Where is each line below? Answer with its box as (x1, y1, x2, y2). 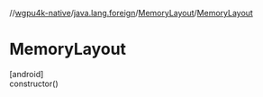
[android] (9, 68, 44, 79)
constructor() (9, 78, 59, 89)
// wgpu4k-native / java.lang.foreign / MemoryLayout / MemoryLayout (9, 8, 254, 18)
